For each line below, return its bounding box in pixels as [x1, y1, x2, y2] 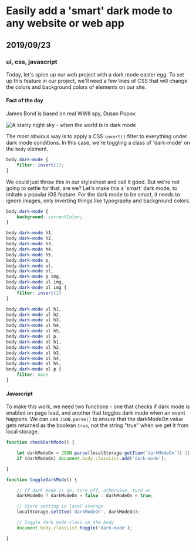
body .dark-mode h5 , [6, 252, 54, 258]
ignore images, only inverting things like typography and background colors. [6, 197, 191, 204]
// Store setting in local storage [16, 503, 104, 509]
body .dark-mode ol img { [6, 285, 67, 291]
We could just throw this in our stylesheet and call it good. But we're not [6, 178, 180, 185]
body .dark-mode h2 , [6, 235, 54, 242]
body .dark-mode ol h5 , [6, 361, 62, 367]
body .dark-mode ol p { [6, 366, 62, 372]
